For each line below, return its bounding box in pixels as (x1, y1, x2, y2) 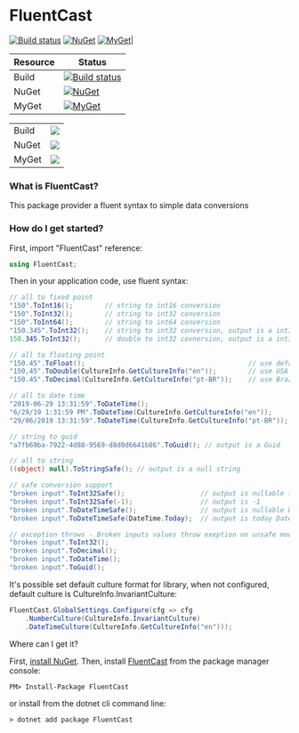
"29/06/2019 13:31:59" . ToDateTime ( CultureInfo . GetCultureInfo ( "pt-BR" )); (9, 415, 289, 425)
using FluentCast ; (9, 260, 77, 269)
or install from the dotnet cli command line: (9, 697, 166, 708)
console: (9, 665, 42, 676)
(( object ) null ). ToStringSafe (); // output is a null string (9, 464, 241, 474)
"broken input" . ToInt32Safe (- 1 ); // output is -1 (9, 497, 261, 506)
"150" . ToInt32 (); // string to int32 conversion (9, 310, 221, 318)
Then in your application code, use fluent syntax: (9, 276, 189, 286)
